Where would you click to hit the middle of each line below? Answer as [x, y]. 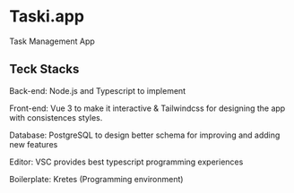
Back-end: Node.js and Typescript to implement [98, 90]
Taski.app [47, 17]
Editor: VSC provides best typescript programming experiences [126, 162]
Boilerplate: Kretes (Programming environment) [96, 179]
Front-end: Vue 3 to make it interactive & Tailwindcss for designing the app [147, 108]
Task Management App [52, 41]
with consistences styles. [56, 117]
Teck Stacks [44, 69]
